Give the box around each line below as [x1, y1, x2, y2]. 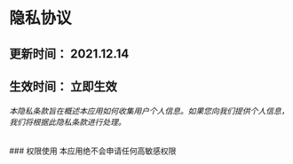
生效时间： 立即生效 [9, 79, 117, 94]
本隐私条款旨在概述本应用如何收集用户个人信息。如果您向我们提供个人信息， [9, 105, 289, 116]
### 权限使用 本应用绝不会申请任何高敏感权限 [9, 145, 177, 156]
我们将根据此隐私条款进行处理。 [9, 116, 126, 127]
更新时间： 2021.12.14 [9, 46, 130, 61]
